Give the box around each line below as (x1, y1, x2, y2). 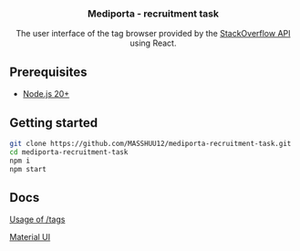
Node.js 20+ (22, 89, 70, 99)
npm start (9, 164, 47, 173)
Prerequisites (9, 64, 88, 79)
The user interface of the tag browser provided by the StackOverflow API (16, 28, 291, 39)
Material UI (9, 232, 51, 243)
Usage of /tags (9, 214, 66, 225)
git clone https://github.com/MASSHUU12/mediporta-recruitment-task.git (9, 139, 292, 148)
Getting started (9, 115, 98, 131)
